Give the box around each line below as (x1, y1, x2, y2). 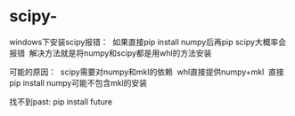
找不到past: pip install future (9, 96, 113, 107)
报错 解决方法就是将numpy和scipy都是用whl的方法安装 (9, 47, 212, 58)
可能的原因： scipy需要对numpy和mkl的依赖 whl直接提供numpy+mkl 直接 (9, 66, 285, 77)
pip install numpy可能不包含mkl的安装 (9, 77, 148, 88)
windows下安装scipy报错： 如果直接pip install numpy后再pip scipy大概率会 (9, 36, 287, 47)
